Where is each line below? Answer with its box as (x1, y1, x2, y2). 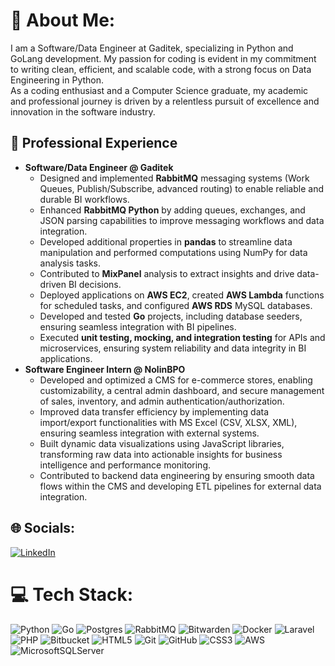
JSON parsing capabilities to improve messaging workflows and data (39, 214, 325, 226)
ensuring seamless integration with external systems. (39, 427, 260, 439)
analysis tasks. (39, 257, 102, 269)
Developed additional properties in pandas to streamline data (39, 235, 293, 248)
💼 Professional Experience (10, 135, 178, 152)
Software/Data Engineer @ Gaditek (24, 161, 174, 173)
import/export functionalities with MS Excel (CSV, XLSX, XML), (39, 416, 298, 428)
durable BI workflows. (39, 193, 130, 205)
